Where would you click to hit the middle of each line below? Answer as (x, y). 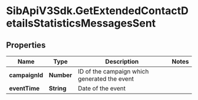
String (57, 88)
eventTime (24, 88)
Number (60, 75)
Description (122, 61)
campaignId (26, 75)
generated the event (106, 79)
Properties (26, 45)
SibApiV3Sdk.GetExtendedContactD (97, 11)
